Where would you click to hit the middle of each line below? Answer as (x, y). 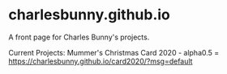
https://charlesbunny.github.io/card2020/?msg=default (101, 61)
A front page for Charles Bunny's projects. (79, 37)
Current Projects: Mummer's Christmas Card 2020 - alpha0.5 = (114, 52)
